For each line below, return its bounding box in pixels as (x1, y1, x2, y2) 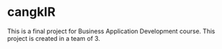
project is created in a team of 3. (7, 34, 101, 42)
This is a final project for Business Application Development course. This (7, 27, 216, 35)
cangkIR (7, 4, 56, 20)
